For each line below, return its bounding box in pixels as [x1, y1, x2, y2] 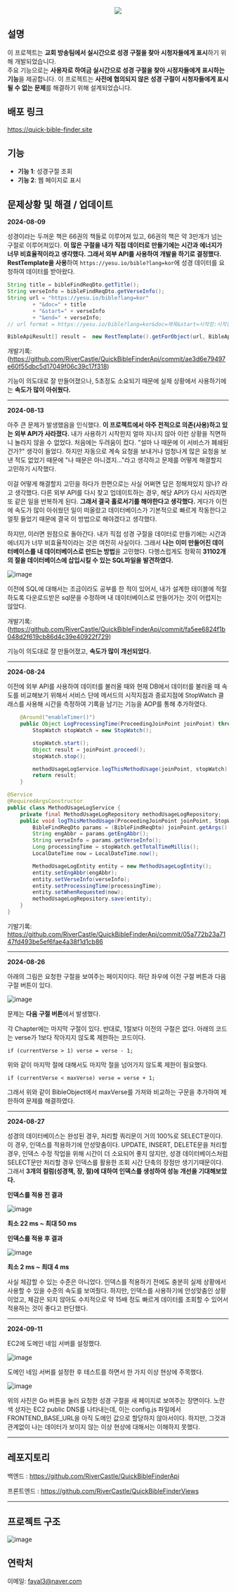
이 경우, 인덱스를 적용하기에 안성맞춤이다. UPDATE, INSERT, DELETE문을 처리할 [7, 1140, 228, 1149]
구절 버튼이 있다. [7, 981, 53, 989]
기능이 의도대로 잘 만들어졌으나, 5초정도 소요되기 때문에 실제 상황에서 [7, 377, 197, 385]
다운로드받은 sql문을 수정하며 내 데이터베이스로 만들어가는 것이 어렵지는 [25, 593, 223, 602]
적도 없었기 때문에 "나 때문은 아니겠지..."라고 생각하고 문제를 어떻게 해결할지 [14, 456, 223, 464]
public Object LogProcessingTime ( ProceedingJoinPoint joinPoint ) [20, 721, 216, 728]
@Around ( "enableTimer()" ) [20, 714, 96, 721]
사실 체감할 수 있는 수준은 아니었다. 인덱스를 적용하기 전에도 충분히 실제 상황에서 [7, 1277, 227, 1286]
